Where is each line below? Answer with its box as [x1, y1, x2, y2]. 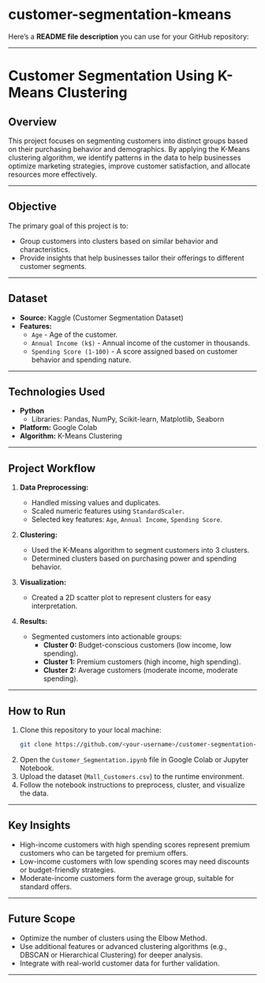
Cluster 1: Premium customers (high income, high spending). [43, 657, 241, 667]
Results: [19, 617, 48, 626]
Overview [8, 115, 58, 128]
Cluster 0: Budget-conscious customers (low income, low [43, 641, 232, 650]
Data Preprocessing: [19, 482, 89, 492]
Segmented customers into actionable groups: [31, 632, 182, 641]
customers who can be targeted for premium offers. [19, 848, 188, 857]
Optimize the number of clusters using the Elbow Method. [19, 933, 207, 943]
